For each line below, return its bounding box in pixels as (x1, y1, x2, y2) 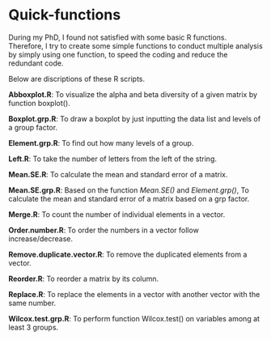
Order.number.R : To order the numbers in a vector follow (8, 225, 200, 235)
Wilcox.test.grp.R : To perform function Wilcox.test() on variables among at (8, 313, 260, 323)
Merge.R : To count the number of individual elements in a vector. (8, 209, 226, 219)
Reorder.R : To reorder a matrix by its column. (8, 274, 159, 283)
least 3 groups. (8, 322, 59, 332)
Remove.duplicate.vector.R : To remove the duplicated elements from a (8, 249, 248, 259)
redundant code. (8, 58, 64, 68)
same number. (8, 298, 57, 308)
